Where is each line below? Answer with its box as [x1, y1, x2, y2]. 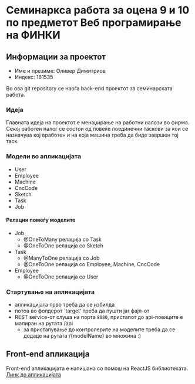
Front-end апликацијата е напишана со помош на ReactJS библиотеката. [6, 365, 189, 372]
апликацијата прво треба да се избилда [14, 301, 115, 308]
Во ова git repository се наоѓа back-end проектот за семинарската [6, 85, 173, 91]
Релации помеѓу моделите [6, 216, 76, 223]
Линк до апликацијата [6, 371, 62, 378]
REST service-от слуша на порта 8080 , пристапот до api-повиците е [14, 314, 183, 321]
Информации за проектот [6, 52, 106, 62]
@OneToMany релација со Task [23, 236, 102, 243]
